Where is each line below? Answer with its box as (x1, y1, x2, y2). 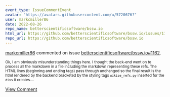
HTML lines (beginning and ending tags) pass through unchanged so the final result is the (5, 68, 161, 74)
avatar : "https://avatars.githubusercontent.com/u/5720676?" (5, 12, 137, 17)
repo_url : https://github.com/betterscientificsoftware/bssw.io (5, 36, 144, 41)
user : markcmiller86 (5, 17, 49, 22)
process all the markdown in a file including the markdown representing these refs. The (5, 64, 157, 69)
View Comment (5, 86, 37, 92)
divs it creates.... (5, 77, 34, 82)
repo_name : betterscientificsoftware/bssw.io (5, 26, 103, 31)
